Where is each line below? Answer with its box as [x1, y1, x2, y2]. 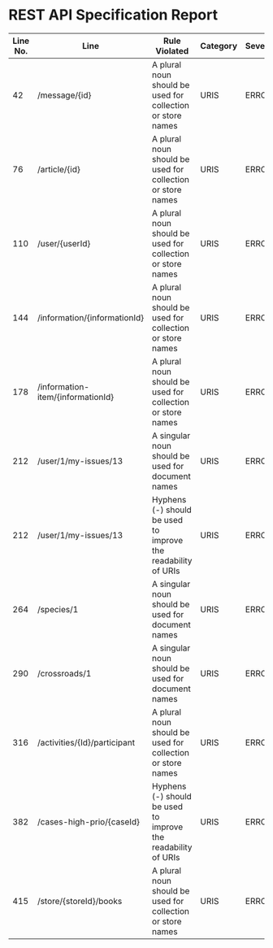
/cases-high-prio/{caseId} [37, 815, 141, 827]
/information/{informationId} [37, 311, 145, 323]
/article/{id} [37, 163, 81, 175]
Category [200, 40, 238, 51]
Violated [155, 45, 189, 56]
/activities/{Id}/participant [37, 737, 136, 748]
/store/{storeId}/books [37, 895, 123, 907]
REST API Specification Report [8, 6, 218, 24]
